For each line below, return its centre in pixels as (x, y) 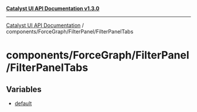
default (23, 103)
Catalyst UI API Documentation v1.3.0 (53, 9)
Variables (24, 89)
